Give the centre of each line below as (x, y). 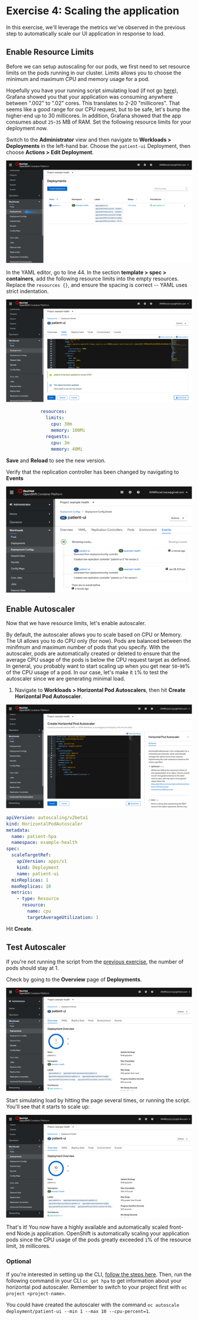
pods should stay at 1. (32, 968)
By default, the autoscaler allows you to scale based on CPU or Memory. (94, 635)
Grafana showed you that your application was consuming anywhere (89, 96)
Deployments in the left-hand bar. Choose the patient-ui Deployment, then (98, 145)
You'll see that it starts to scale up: (48, 1107)
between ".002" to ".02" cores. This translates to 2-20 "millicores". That (93, 103)
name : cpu (39, 911)
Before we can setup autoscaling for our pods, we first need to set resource (98, 66)
